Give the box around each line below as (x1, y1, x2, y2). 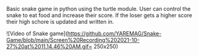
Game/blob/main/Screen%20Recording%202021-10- (6, 37, 140, 43)
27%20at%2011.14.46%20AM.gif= (6, 43, 93, 50)
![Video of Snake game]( (6, 30, 68, 37)
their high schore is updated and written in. (6, 18, 115, 25)
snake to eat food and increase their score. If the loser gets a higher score (6, 12, 193, 19)
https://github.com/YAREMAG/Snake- (67, 30, 162, 37)
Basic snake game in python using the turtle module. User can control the (6, 5, 191, 12)
